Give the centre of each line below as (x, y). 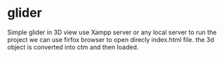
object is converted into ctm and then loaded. (73, 47)
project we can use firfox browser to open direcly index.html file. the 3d (111, 39)
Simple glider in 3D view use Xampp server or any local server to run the (112, 32)
